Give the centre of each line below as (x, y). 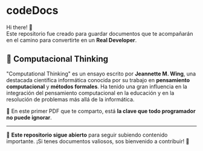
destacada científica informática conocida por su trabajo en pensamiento (98, 80)
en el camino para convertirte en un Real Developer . (72, 40)
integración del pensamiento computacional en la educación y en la (90, 93)
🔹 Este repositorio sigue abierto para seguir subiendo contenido (87, 135)
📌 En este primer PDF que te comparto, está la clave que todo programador (101, 111)
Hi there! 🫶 (20, 27)
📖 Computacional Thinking (57, 59)
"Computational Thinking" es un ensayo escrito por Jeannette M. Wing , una (101, 74)
